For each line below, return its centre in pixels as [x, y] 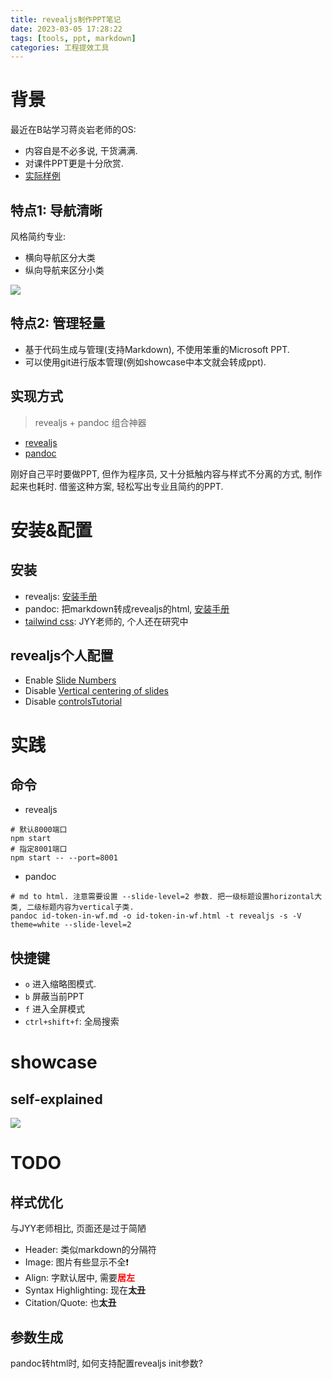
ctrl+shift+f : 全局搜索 [72, 1022]
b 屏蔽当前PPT [54, 997]
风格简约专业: [38, 236]
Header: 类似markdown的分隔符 [90, 1250]
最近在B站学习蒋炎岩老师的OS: [73, 130]
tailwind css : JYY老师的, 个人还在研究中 [106, 621]
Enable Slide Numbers [70, 680]
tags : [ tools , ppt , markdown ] [73, 38]
